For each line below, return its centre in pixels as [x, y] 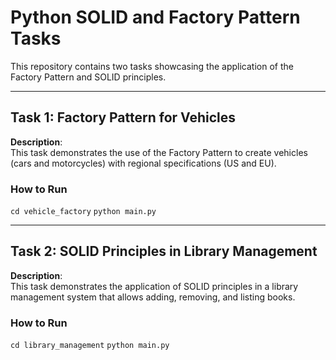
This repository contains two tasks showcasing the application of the [152, 66]
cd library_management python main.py [90, 346]
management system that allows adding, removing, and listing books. [153, 297]
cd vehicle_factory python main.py [83, 212]
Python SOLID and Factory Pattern [155, 17]
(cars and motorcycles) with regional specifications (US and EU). [143, 163]
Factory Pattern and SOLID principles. [88, 77]
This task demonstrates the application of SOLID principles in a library [154, 286]
